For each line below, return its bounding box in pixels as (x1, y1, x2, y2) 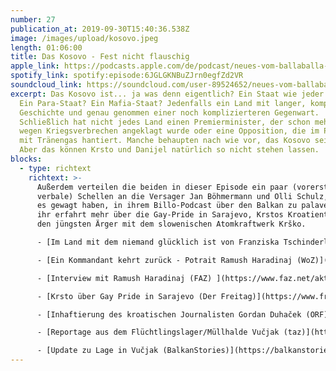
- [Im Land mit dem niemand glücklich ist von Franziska (36, 237, 280, 247)
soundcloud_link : (10, 80, 83, 90)
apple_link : (10, 61, 60, 71)
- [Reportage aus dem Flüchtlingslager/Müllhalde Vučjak (36, 327, 280, 338)
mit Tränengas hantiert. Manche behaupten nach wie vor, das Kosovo (19, 136, 311, 146)
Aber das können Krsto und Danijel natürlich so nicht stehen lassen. (19, 145, 320, 155)
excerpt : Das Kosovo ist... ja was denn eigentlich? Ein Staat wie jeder (10, 89, 325, 99)
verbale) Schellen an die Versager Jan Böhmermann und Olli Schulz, (36, 191, 329, 201)
